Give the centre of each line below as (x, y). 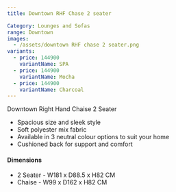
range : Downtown (30, 32)
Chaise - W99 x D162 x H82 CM (62, 182)
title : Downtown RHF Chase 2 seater (59, 13)
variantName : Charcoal (52, 90)
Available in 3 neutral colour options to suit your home (93, 137)
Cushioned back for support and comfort (75, 144)
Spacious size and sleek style (59, 122)
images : (18, 38)
